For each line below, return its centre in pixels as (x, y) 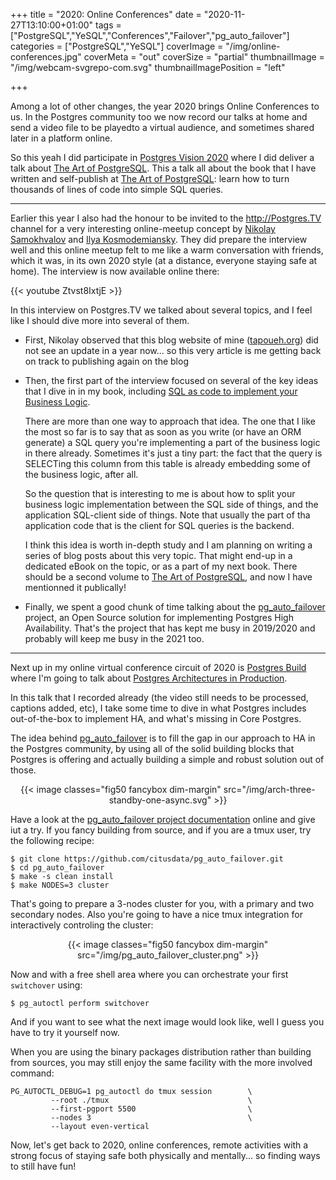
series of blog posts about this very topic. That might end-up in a (158, 555)
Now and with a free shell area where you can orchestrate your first (149, 974)
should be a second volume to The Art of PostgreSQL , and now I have (168, 577)
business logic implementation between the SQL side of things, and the (171, 504)
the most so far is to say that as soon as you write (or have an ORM (163, 432)
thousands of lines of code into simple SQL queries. (117, 189)
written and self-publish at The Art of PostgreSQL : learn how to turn (150, 178)
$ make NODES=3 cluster (60, 885)
